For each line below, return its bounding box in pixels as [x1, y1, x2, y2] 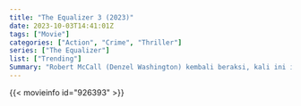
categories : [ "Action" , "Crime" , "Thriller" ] [9, 37, 182, 47]
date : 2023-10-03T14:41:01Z [9, 21, 115, 30]
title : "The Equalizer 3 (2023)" [9, 12, 134, 22]
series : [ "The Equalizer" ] [9, 46, 110, 55]
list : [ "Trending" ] [9, 54, 82, 63]
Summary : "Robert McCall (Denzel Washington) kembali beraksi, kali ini [9, 63, 287, 72]
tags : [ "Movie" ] [9, 29, 70, 38]
